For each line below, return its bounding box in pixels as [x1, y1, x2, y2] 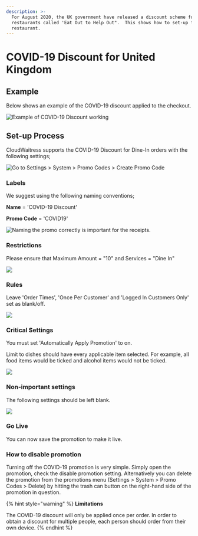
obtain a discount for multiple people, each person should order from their [6, 518, 186, 525]
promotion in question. [6, 489, 61, 496]
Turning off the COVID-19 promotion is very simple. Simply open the [6, 464, 171, 471]
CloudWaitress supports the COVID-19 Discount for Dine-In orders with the [6, 146, 188, 153]
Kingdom [6, 63, 52, 77]
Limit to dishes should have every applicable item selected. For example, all [6, 351, 190, 358]
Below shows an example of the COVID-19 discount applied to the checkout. [6, 102, 192, 109]
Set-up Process [6, 130, 65, 140]
